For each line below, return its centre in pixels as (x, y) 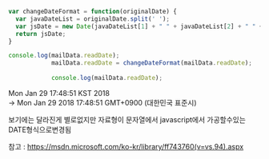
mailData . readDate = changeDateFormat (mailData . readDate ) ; (151, 63)
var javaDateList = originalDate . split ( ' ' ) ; (93, 19)
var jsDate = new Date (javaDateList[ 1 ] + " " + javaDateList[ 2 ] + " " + (139, 26)
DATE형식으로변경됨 (40, 129)
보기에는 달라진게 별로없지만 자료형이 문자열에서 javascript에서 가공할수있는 (127, 119)
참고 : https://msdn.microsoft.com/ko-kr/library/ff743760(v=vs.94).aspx (126, 146)
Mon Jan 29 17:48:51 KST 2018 (59, 93)
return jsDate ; (41, 34)
